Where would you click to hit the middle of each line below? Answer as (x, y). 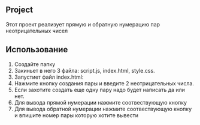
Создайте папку (35, 64)
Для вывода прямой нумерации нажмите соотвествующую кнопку (100, 102)
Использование (37, 50)
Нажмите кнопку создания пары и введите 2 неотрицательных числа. (104, 83)
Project (19, 10)
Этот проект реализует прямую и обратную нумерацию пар (83, 24)
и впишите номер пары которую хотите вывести (76, 115)
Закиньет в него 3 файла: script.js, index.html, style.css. (84, 70)
